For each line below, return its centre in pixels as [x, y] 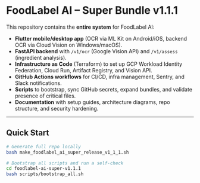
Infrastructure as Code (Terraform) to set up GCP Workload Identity [99, 64]
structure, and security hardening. [57, 108]
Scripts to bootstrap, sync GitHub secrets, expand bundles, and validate [103, 89]
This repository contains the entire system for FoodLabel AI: [80, 27]
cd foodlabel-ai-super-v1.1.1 [44, 169]
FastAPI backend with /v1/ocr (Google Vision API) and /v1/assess [96, 51]
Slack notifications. [38, 83]
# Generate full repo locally [44, 147]
